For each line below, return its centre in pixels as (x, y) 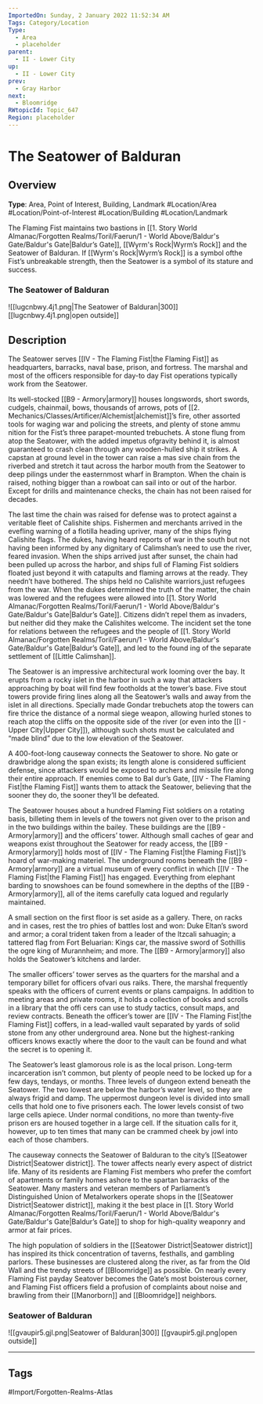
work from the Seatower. (48, 384)
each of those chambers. (49, 1139)
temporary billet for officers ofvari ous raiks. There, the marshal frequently (128, 982)
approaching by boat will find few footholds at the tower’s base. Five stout (127, 688)
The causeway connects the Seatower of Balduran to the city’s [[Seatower (128, 1154)
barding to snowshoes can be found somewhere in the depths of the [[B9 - (129, 885)
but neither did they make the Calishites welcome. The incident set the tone (130, 623)
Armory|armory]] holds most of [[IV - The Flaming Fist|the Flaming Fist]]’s (127, 852)
